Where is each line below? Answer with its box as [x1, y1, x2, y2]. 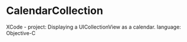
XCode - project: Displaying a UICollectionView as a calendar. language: [6, 23, 181, 30]
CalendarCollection [6, 4, 103, 17]
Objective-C [6, 29, 36, 36]
